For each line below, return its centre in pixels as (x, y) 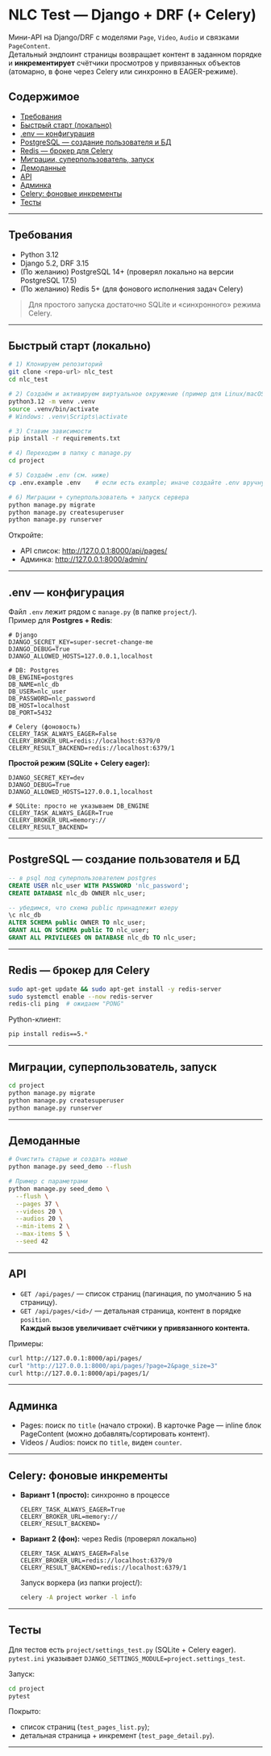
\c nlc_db (25, 915)
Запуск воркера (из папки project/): (81, 1582)
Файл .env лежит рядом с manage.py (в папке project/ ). (103, 612)
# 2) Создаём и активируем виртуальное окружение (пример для (115, 394)
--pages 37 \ (38, 1204)
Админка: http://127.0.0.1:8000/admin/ (83, 559)
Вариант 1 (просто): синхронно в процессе (95, 1495)
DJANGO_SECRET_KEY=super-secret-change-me (81, 642)
